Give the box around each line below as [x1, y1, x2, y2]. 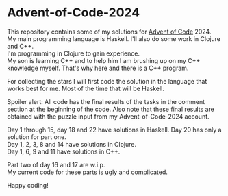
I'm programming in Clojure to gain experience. [7, 49, 140, 58]
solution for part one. [7, 132, 66, 141]
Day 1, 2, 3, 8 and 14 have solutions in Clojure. [7, 140, 137, 148]
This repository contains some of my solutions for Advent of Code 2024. [7, 27, 212, 36]
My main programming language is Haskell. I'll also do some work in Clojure [7, 34, 221, 42]
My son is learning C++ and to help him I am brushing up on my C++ [7, 56, 201, 64]
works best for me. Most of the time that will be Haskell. [7, 84, 164, 93]
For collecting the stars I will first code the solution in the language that [7, 77, 207, 85]
